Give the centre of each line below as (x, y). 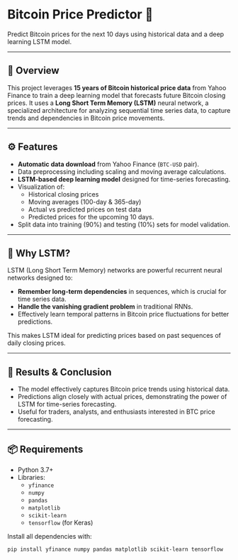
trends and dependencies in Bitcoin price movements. (86, 118)
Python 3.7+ (35, 470)
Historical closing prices (63, 194)
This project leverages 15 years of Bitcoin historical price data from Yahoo (117, 87)
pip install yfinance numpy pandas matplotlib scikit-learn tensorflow (115, 549)
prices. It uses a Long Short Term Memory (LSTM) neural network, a (108, 103)
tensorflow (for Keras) (61, 522)
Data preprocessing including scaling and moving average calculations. (122, 171)
